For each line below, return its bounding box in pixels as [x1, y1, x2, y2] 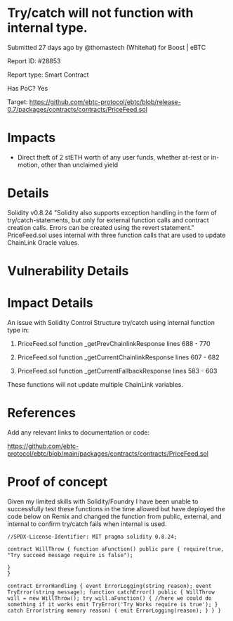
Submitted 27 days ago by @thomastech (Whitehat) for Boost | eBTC [7, 43, 206, 51]
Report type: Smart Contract [7, 70, 89, 79]
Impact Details [7, 295, 93, 311]
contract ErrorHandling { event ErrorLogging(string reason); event [7, 582, 212, 589]
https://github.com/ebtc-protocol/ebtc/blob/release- [29, 97, 181, 106]
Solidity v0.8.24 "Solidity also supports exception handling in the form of [7, 208, 218, 217]
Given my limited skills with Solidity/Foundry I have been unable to [7, 497, 199, 506]
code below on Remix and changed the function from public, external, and [7, 512, 222, 520]
